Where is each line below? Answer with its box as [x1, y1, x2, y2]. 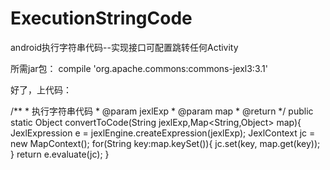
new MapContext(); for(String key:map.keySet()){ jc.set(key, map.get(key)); [10, 137, 321, 149]
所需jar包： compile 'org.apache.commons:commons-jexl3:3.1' [10, 62, 268, 74]
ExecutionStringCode [10, 7, 193, 30]
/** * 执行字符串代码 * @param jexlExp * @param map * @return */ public [10, 105, 314, 117]
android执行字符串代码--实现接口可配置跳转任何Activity [10, 41, 239, 53]
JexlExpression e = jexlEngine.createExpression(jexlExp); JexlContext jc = [10, 127, 316, 139]
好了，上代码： [10, 83, 72, 96]
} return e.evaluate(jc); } [10, 148, 110, 160]
